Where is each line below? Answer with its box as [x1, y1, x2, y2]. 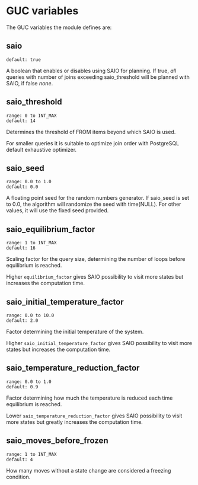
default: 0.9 [6, 384, 39, 390]
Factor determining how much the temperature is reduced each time [6, 394, 173, 401]
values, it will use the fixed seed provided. [6, 207, 109, 214]
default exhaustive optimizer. [6, 146, 77, 153]
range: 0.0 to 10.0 [6, 312, 55, 318]
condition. [6, 473, 31, 480]
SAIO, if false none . [6, 79, 53, 87]
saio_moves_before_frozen [6, 436, 108, 446]
